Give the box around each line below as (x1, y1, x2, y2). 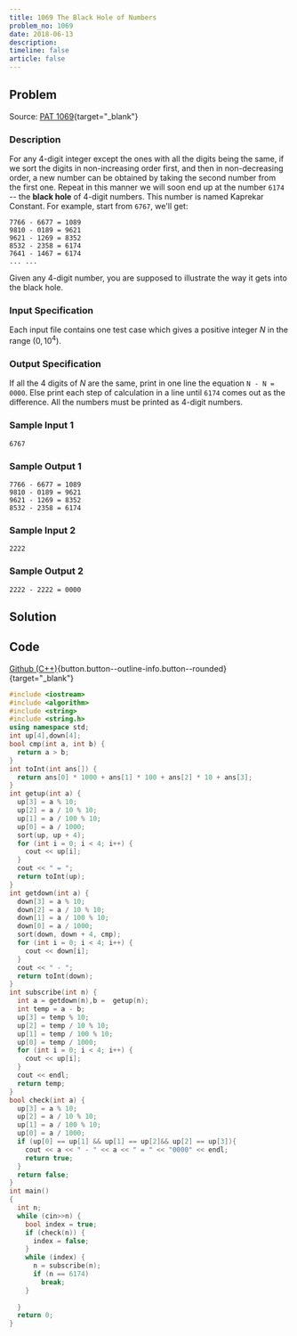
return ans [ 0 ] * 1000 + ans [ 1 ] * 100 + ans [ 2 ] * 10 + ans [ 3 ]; (17, 772, 253, 782)
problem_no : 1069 (9, 21, 74, 30)
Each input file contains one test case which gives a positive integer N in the (9, 324, 289, 335)
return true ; (25, 1153, 74, 1162)
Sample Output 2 (9, 565, 84, 577)
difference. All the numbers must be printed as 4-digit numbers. (9, 397, 243, 408)
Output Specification (9, 357, 101, 370)
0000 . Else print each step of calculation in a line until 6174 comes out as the (9, 387, 286, 398)
